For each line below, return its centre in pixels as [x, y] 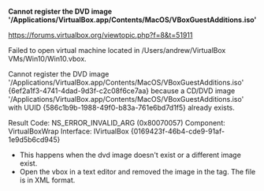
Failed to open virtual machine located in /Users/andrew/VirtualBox [117, 50]
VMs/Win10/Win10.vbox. [47, 59]
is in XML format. [47, 180]
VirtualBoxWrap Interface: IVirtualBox [69, 131]
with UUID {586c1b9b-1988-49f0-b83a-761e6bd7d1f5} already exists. [121, 107]
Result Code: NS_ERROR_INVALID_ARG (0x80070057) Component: [117, 123]
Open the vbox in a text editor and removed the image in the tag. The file [138, 172]
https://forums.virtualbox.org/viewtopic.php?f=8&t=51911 [100, 35]
